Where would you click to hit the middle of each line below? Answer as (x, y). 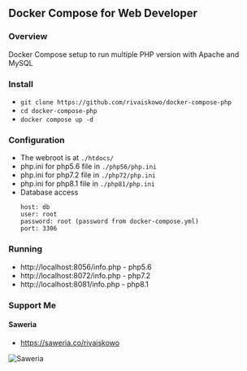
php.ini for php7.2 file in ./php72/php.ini (88, 175)
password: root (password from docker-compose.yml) (109, 222)
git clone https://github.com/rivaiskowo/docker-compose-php (126, 102)
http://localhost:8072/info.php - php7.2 (85, 275)
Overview (28, 37)
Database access (49, 192)
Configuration (37, 140)
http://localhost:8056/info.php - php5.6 (86, 267)
